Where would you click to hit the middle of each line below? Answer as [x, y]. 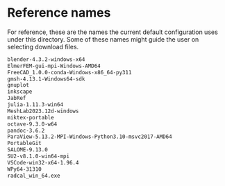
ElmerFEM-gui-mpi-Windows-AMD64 [54, 66]
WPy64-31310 [24, 169]
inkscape [20, 92]
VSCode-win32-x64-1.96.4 [43, 162]
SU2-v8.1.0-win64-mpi [39, 157]
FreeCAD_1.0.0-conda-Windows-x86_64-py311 [69, 72]
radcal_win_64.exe [34, 176]
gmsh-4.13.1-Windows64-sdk [46, 79]
